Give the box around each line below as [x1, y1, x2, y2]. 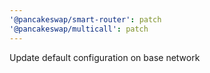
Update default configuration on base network [9, 51, 201, 63]
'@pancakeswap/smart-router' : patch [9, 14, 162, 25]
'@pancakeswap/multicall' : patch [9, 24, 149, 34]
